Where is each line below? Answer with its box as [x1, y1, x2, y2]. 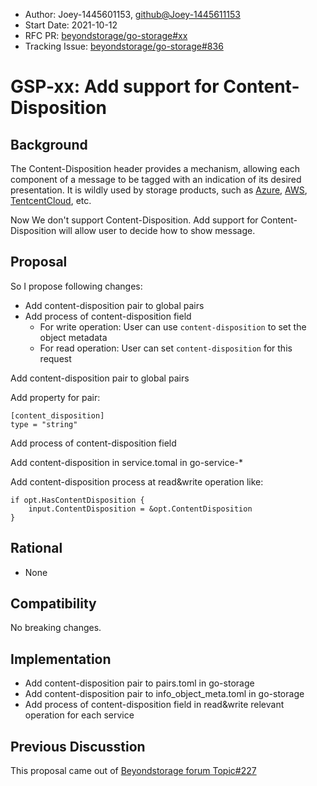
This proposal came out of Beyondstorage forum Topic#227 [10, 765, 257, 777]
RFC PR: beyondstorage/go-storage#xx [24, 30, 188, 41]
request [39, 352, 72, 364]
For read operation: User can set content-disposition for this [39, 342, 293, 354]
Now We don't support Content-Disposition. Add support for [10, 214, 259, 226]
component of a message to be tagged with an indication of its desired [10, 174, 302, 185]
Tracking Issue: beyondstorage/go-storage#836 [24, 40, 224, 52]
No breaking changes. [10, 622, 102, 634]
